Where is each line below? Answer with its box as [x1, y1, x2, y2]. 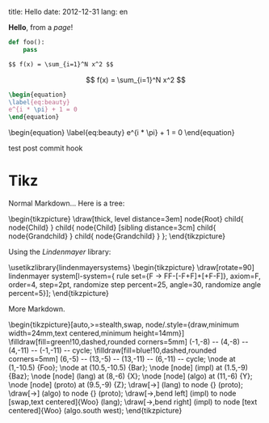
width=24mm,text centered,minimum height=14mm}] [8, 328, 185, 338]
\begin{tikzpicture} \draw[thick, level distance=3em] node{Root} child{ [8, 214, 244, 224]
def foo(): [8, 38, 45, 46]
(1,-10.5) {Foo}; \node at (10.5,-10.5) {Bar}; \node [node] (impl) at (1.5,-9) [8, 363, 248, 373]
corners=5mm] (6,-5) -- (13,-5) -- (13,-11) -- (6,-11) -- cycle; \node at [8, 354, 236, 364]
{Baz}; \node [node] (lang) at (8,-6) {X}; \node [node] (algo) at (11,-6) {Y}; [8, 371, 253, 381]
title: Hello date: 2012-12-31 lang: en [8, 7, 128, 16]
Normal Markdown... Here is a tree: [8, 198, 125, 209]
